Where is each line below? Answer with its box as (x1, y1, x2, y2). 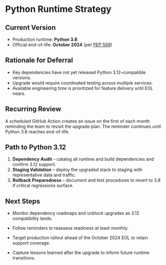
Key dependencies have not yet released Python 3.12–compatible (12, 69, 146, 75)
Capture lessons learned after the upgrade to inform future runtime (12, 250, 150, 256)
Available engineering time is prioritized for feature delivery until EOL (12, 85, 154, 91)
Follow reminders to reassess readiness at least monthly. (12, 225, 129, 231)
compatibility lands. (12, 215, 53, 222)
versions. (12, 75, 31, 81)
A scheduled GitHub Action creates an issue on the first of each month (5, 118, 150, 124)
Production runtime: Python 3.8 (12, 36, 78, 42)
